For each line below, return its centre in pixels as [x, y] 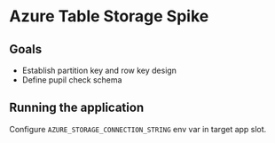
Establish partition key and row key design [99, 70]
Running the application [77, 108]
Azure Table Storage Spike [109, 16]
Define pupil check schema [72, 80]
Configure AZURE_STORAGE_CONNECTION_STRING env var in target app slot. [138, 129]
